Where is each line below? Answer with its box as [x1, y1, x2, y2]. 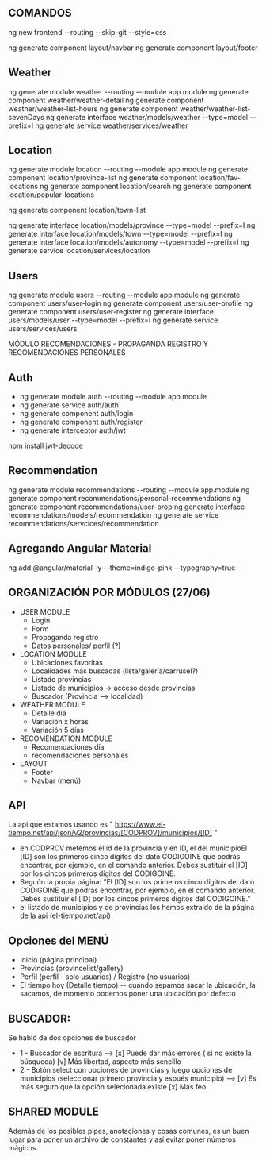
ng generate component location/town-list [8, 206, 146, 215]
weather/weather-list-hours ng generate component [8, 103, 178, 114]
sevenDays [8, 112, 45, 121]
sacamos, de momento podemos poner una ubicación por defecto [19, 989, 236, 999]
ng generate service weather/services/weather [35, 121, 188, 130]
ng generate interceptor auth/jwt [19, 426, 127, 435]
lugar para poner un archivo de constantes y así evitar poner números [8, 1135, 236, 1144]
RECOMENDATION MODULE [19, 734, 113, 743]
